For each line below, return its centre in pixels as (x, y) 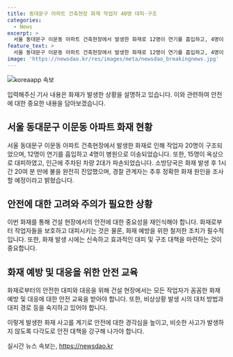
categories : (24, 20)
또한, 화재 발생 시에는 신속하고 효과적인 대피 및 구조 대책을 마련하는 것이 (125, 239)
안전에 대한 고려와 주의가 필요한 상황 (80, 204)
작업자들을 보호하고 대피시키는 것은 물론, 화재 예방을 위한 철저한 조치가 (110, 231)
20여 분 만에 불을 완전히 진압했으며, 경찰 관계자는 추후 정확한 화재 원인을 (112, 171)
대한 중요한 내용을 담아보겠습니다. (60, 103)
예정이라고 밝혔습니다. (44, 180)
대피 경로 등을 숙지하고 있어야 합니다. (57, 308)
